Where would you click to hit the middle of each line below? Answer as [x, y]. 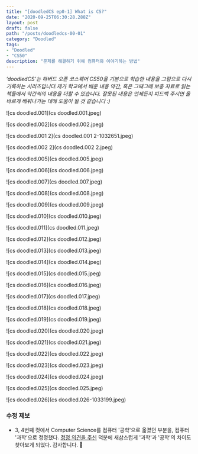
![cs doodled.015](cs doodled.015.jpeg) [54, 273]
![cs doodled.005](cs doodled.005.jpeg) [55, 159]
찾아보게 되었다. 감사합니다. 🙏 [49, 445]
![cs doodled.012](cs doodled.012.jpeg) [54, 239]
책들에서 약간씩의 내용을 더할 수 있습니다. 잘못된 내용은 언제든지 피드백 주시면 [95, 94]
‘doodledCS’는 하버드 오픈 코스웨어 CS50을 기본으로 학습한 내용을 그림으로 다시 [99, 79]
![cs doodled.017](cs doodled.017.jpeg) [53, 296]
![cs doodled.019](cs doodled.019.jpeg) [54, 319]
